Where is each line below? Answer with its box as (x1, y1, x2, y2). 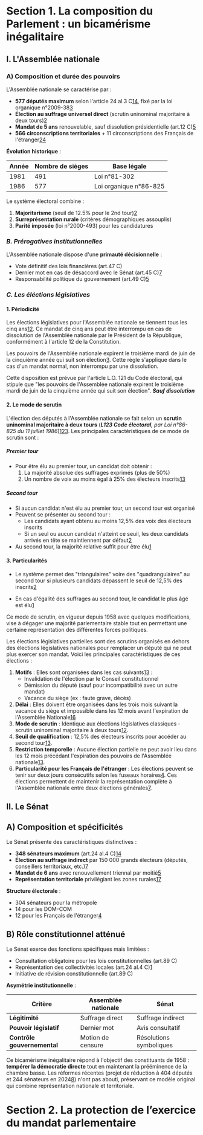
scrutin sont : (6, 434, 39, 441)
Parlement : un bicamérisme (6, 17, 151, 31)
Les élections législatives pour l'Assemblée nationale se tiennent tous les (6, 319, 187, 326)
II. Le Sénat (6, 802, 49, 812)
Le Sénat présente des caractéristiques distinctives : (6, 838, 137, 845)
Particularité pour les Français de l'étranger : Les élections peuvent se (14, 765, 193, 772)
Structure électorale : (6, 887, 61, 895)
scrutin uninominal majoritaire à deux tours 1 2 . (14, 726, 129, 733)
